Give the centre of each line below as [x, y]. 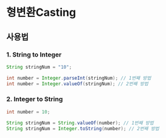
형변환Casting [41, 12]
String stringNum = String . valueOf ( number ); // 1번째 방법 [80, 123]
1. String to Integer [34, 54]
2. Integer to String [35, 99]
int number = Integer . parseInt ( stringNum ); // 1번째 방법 [79, 78]
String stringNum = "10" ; [39, 67]
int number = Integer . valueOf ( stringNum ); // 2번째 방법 [78, 84]
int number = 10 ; [28, 112]
